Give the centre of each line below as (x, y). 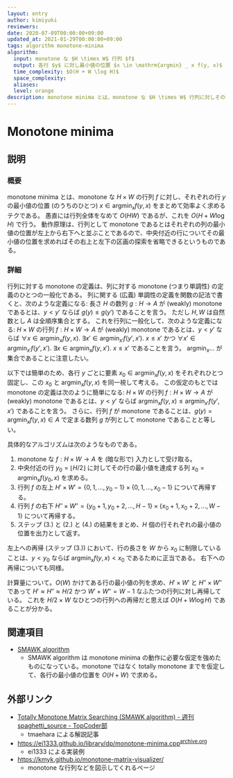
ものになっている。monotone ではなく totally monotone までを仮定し (126, 666)
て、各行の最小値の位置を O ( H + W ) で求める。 (94, 675)
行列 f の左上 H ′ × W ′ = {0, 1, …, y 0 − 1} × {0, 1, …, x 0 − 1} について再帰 (114, 488)
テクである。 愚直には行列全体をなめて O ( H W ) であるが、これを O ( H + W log (116, 215)
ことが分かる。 (34, 608)
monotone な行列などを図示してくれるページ (92, 768)
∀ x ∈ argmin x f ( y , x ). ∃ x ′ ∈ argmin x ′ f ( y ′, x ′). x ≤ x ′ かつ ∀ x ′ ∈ (108, 339)
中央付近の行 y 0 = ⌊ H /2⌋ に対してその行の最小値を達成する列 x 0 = (111, 468)
